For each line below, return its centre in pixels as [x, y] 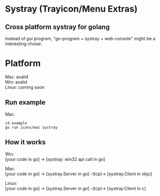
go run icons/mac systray [31, 127]
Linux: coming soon [25, 87]
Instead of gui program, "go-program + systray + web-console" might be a [80, 38]
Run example [25, 102]
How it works [25, 142]
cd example [16, 123]
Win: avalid [16, 82]
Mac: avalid [17, 77]
